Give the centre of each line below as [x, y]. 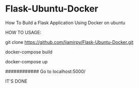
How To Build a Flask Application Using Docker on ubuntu [65, 23]
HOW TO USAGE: [23, 32]
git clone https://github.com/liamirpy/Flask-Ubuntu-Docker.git [69, 42]
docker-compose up [27, 61]
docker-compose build [29, 52]
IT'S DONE [16, 81]
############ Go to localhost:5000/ [45, 71]
